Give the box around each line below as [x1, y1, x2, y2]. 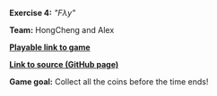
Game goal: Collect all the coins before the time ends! [9, 76, 209, 87]
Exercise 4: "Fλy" [9, 8, 76, 18]
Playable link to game [9, 42, 91, 52]
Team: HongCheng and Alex [9, 25, 115, 35]
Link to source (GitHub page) [9, 60, 119, 69]
